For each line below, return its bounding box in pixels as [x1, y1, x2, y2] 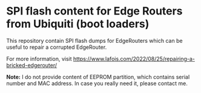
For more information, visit [6, 55, 72, 62]
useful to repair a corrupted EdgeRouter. [6, 43, 107, 51]
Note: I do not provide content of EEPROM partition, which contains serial [6, 73, 190, 80]
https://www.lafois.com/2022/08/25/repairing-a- [73, 55, 196, 62]
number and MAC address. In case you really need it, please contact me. [6, 80, 188, 87]
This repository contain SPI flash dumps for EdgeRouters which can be [6, 37, 183, 44]
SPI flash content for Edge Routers [6, 4, 183, 18]
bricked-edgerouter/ [6, 62, 58, 69]
